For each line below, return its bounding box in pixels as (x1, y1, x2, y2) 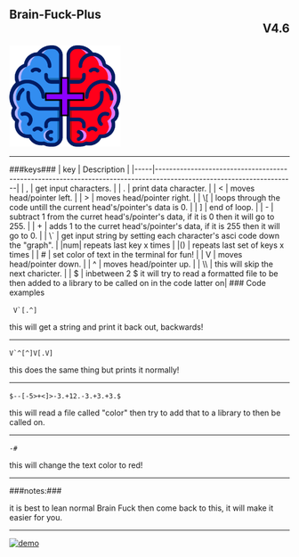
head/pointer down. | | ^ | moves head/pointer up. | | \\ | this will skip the (9, 258, 274, 269)
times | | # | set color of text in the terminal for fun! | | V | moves (9, 249, 243, 259)
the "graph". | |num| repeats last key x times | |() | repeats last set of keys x (9, 240, 285, 250)
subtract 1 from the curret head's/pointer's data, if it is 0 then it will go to (9, 211, 275, 222)
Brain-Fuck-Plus (9, 7, 101, 22)
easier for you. (9, 512, 62, 522)
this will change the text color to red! (9, 459, 143, 471)
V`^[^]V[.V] (9, 348, 53, 357)
